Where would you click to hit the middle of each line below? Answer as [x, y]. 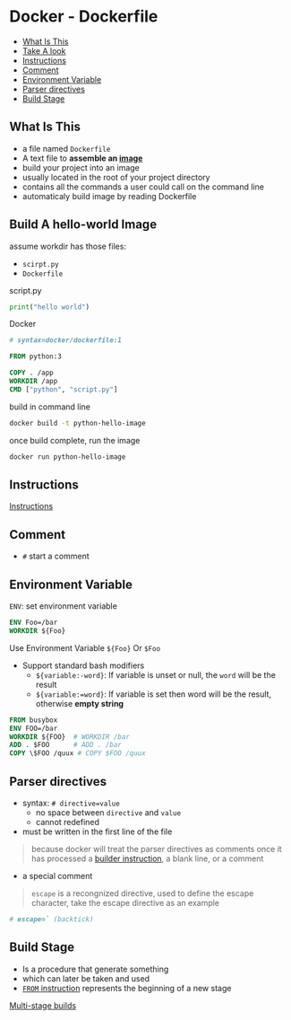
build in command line [50, 407]
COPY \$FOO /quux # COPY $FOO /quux [77, 753]
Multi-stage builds [43, 1005]
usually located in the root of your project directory [116, 177]
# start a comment [56, 556]
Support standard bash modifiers [83, 665]
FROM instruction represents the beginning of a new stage [127, 988]
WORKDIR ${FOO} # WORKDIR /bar [69, 737]
